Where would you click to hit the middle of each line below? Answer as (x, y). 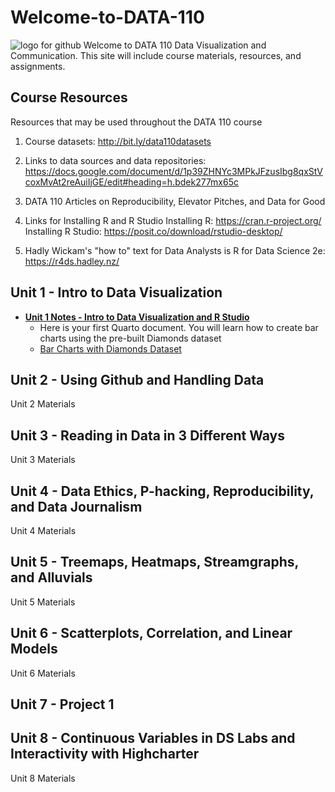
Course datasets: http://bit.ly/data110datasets (118, 141)
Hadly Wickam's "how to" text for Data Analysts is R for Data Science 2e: (175, 250)
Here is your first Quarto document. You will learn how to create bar (179, 327)
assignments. (38, 66)
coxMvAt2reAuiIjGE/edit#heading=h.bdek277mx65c (131, 182)
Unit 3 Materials (43, 460)
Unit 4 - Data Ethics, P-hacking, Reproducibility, (162, 491)
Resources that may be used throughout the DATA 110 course (136, 122)
